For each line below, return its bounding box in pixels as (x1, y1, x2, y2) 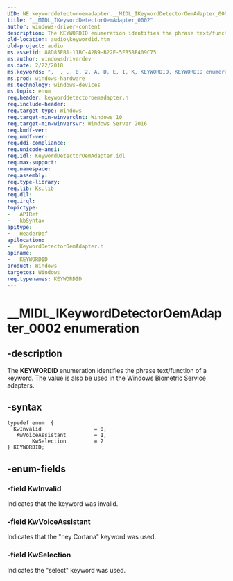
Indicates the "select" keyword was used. (7, 566, 126, 574)
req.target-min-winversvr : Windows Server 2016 (7, 120, 148, 127)
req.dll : (7, 191, 33, 198)
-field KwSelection (7, 550, 71, 560)
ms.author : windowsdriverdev (7, 56, 92, 63)
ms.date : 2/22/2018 (7, 62, 64, 69)
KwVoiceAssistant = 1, (16, 432, 107, 439)
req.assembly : (7, 172, 49, 179)
